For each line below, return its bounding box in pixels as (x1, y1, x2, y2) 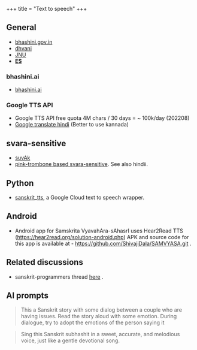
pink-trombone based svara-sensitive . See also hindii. (14, 161, 148, 168)
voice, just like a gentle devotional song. (20, 337, 120, 344)
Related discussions (6, 257, 84, 267)
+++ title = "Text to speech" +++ (6, 5, 87, 12)
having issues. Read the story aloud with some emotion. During (20, 313, 177, 320)
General (6, 22, 37, 32)
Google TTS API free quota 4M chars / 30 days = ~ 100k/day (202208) (14, 114, 190, 122)
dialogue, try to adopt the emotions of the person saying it (20, 319, 165, 326)
